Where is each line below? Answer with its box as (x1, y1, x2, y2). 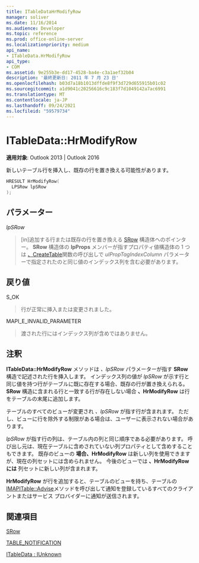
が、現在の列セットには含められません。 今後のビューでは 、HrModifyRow (6, 458, 189, 465)
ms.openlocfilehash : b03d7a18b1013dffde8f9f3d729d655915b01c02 (6, 81, 166, 87)
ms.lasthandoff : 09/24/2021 (6, 102, 76, 109)
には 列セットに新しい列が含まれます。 (6, 465, 101, 472)
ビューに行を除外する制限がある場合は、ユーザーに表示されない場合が (16, 415, 188, 422)
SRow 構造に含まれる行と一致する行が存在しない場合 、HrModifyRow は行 (6, 388, 190, 395)
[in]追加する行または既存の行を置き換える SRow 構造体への (20, 236, 166, 243)
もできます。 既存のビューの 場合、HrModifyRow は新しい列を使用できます (6, 450, 191, 457)
